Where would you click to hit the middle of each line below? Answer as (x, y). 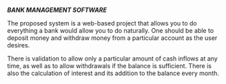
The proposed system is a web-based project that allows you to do (102, 23)
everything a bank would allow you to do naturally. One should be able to (111, 31)
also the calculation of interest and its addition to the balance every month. (113, 73)
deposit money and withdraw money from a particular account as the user (112, 38)
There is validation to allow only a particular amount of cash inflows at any (113, 59)
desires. (19, 45)
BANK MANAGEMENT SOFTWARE (57, 10)
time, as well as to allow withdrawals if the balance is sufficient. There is (110, 66)
